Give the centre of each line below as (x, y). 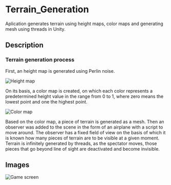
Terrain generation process (40, 60)
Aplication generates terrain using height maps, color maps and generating (84, 24)
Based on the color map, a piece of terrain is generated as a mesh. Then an (85, 121)
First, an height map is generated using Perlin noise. (60, 71)
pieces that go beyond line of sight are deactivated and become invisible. (83, 149)
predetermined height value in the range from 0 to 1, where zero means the (84, 96)
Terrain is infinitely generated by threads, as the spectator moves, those (81, 143)
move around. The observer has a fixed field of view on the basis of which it (85, 132)
